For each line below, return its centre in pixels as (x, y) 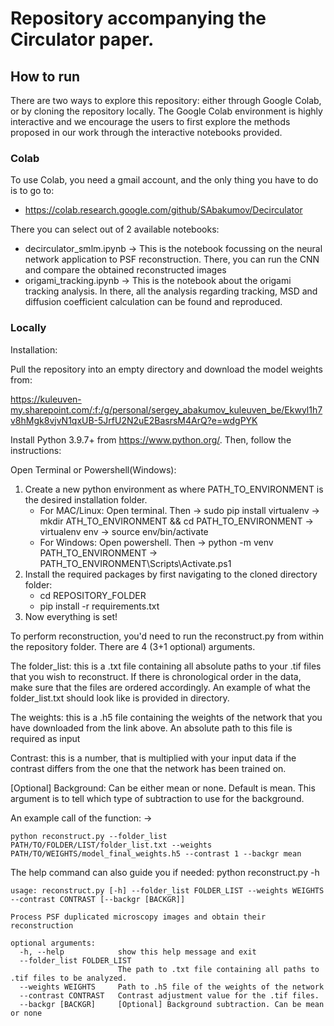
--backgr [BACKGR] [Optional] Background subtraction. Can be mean (172, 1004)
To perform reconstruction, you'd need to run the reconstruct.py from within (167, 636)
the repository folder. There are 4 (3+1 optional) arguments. (133, 646)
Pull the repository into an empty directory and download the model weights (166, 369)
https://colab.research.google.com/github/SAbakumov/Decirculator (163, 210)
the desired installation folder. (86, 499)
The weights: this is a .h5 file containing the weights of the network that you (166, 717)
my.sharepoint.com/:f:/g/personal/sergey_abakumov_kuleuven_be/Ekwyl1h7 (166, 409)
